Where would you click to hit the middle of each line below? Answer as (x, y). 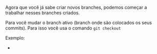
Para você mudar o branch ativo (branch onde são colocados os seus (79, 23)
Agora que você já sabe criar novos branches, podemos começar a (76, 7)
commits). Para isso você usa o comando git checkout (63, 28)
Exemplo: (15, 38)
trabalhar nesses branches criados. (43, 13)
